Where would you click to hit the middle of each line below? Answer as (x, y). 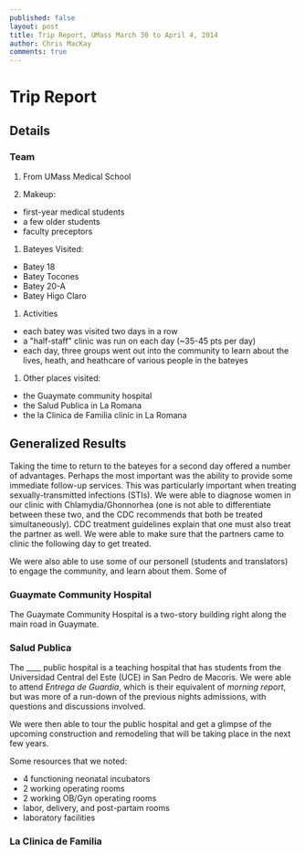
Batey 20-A (44, 286)
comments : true (38, 52)
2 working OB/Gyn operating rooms (89, 798)
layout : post (34, 26)
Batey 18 (39, 267)
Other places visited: (62, 378)
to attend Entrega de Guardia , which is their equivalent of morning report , (148, 687)
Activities (40, 313)
